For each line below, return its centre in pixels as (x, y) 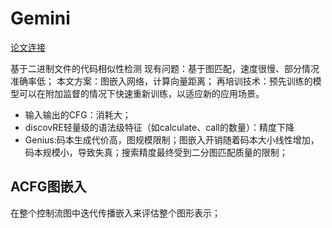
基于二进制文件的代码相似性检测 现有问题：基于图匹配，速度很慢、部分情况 (165, 68)
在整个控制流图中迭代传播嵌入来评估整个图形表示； (115, 213)
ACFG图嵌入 (48, 187)
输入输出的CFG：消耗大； (78, 114)
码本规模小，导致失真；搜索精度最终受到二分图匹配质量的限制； (156, 152)
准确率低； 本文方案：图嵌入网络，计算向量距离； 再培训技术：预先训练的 (161, 81)
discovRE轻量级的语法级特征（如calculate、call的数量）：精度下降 (159, 127)
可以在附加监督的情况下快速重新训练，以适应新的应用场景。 (141, 93)
